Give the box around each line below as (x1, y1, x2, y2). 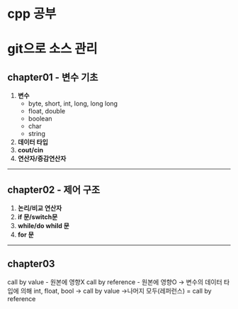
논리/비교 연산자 (17, 204, 62, 212)
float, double (28, 107, 66, 116)
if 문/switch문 (17, 213, 58, 221)
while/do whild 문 (17, 222, 69, 230)
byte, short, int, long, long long (28, 99, 118, 108)
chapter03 (7, 258, 55, 270)
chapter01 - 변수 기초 (7, 71, 98, 83)
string (28, 130, 46, 138)
